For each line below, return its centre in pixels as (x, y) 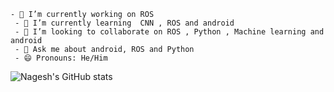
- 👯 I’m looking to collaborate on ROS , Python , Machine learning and (169, 32)
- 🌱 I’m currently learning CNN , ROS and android (124, 23)
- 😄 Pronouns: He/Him (61, 58)
